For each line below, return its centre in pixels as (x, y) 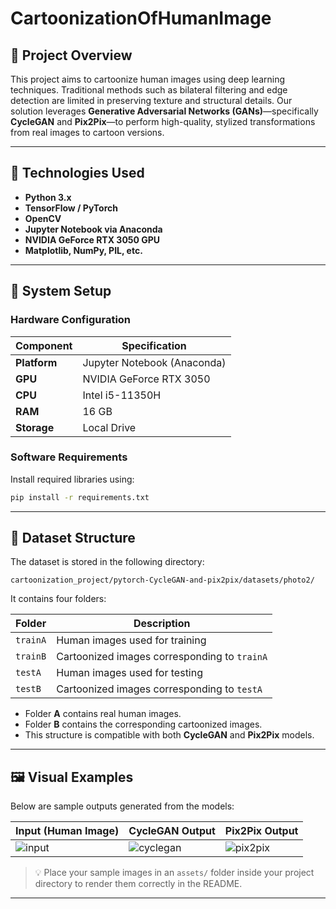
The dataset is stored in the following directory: (107, 562)
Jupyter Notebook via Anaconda (93, 229)
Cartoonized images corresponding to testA (159, 689)
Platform (36, 362)
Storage (35, 427)
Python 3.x (48, 197)
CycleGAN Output (172, 831)
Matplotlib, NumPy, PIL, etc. (83, 250)
